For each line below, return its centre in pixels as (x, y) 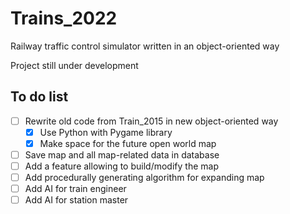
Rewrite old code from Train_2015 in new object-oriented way (151, 121)
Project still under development (74, 65)
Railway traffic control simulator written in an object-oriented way (145, 46)
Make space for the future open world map (128, 143)
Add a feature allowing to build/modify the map (121, 166)
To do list (39, 97)
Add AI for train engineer (75, 189)
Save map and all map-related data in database (122, 154)
